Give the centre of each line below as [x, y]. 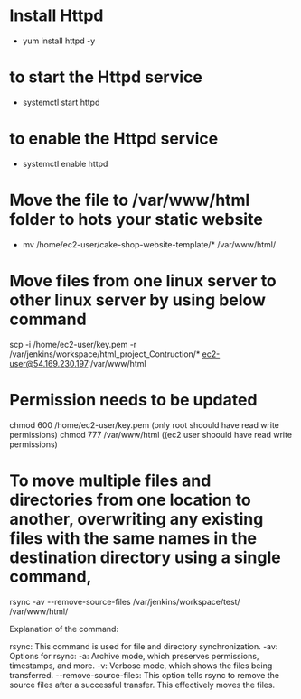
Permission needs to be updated [133, 400]
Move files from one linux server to [143, 280]
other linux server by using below [138, 300]
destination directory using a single [146, 557]
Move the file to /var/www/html [130, 200]
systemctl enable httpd [65, 163]
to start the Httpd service [106, 77]
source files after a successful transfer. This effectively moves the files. [142, 685]
